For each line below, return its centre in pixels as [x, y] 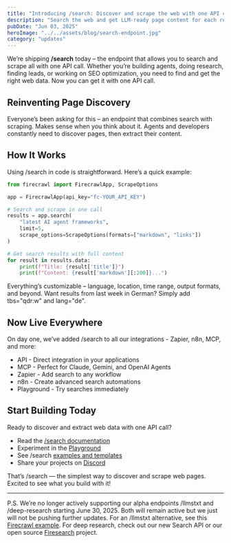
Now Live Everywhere [55, 322]
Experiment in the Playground [59, 448]
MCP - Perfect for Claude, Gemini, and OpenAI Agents [94, 367]
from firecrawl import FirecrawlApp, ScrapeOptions [82, 184]
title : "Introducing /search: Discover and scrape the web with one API [113, 13]
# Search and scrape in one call [55, 209]
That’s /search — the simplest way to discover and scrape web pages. [107, 475]
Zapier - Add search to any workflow [69, 375]
